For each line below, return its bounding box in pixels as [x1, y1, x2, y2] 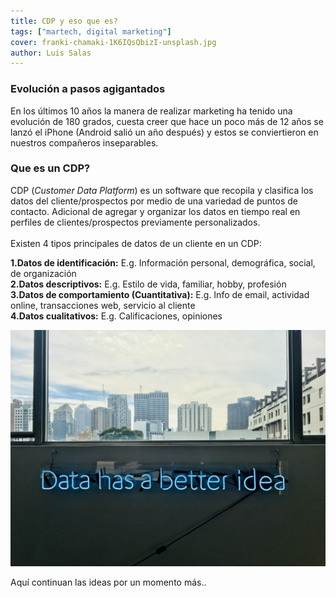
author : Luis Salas [10, 48, 92, 58]
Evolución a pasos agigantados [10, 82, 166, 96]
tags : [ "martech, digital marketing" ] [10, 26, 172, 37]
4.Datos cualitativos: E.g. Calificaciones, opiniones [10, 310, 223, 322]
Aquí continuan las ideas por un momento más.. [10, 576, 207, 588]
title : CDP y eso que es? [10, 16, 118, 26]
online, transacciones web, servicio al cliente [10, 299, 196, 311]
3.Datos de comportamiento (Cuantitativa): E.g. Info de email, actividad [10, 288, 310, 300]
